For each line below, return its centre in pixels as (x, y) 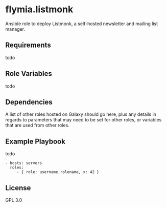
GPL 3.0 (14, 200)
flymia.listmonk (39, 9)
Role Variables (29, 74)
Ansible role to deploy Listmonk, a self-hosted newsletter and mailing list (82, 24)
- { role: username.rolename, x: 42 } (58, 172)
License (18, 188)
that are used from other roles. (38, 125)
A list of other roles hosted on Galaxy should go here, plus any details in (81, 114)
